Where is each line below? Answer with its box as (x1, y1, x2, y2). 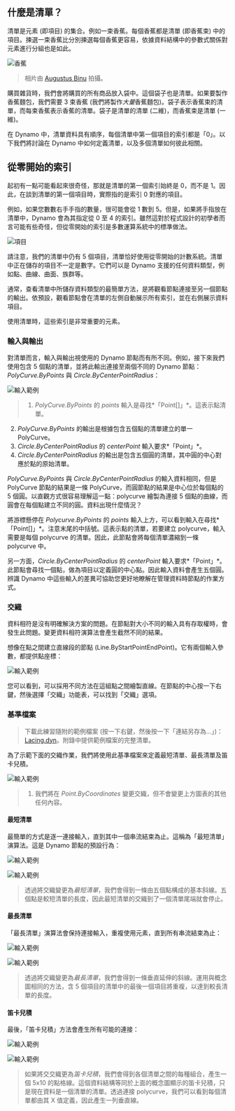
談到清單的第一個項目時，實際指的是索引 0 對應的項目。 (25, 190, 187, 198)
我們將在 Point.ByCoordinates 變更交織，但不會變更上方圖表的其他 (34, 789, 227, 798)
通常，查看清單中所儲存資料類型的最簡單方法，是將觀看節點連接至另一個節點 (7, 285, 228, 293)
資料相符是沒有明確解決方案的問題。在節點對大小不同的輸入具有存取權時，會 (7, 620, 228, 628)
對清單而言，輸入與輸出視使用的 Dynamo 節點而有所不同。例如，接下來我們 (7, 353, 225, 362)
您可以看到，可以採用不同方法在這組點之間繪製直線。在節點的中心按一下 (7, 682, 215, 690)
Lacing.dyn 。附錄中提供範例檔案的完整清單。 (24, 735, 155, 744)
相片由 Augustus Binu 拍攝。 (24, 74, 107, 82)
